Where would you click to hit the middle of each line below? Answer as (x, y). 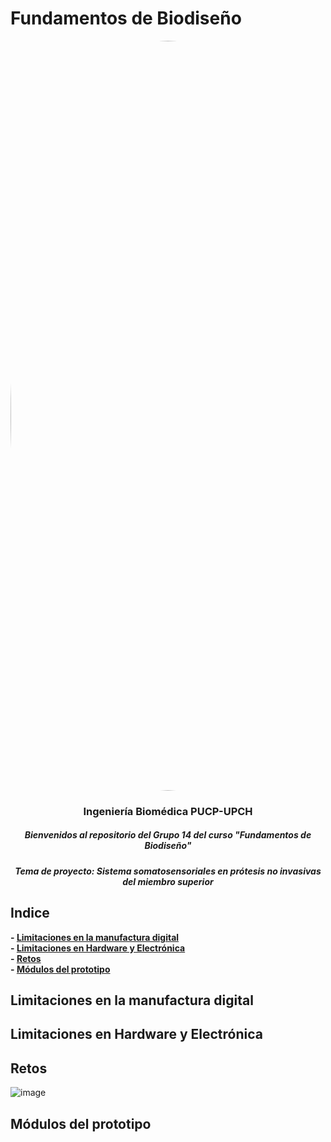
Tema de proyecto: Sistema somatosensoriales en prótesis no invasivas (168, 871)
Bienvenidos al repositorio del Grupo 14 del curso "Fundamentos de (168, 835)
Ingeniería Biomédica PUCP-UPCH (168, 811)
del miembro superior (168, 881)
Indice (30, 913)
